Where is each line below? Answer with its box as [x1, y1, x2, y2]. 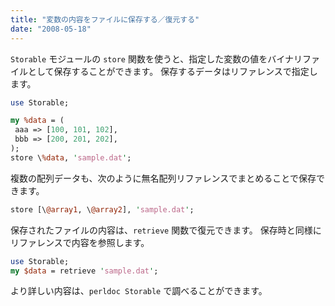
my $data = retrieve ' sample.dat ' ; [10, 266, 159, 276]
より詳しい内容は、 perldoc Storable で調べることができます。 [10, 285, 268, 297]
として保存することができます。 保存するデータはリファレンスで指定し [27, 65, 318, 77]
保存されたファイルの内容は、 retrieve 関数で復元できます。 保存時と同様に [10, 224, 322, 236]
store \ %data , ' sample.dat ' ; [10, 152, 132, 163]
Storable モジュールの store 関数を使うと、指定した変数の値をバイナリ [10, 52, 303, 65]
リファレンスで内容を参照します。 [10, 236, 150, 248]
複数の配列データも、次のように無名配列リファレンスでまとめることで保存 [10, 172, 317, 184]
